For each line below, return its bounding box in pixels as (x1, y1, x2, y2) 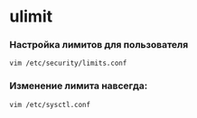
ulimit (9, 6, 53, 27)
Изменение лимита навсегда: (9, 79, 148, 92)
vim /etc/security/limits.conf (9, 59, 127, 68)
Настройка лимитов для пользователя (9, 39, 189, 51)
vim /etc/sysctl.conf (9, 100, 91, 109)
